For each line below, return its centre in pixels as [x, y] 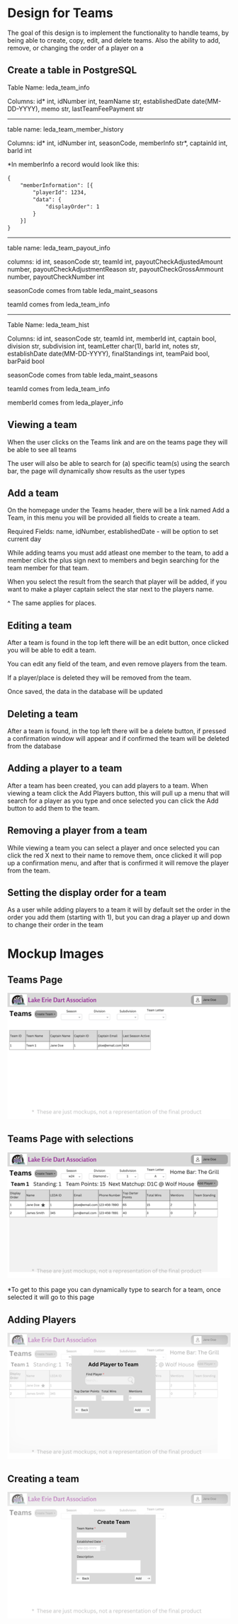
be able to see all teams [42, 449]
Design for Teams [60, 13]
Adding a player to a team [65, 768]
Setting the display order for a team [87, 893]
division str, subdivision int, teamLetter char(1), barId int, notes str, [104, 346]
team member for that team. [48, 568]
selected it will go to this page [51, 1297]
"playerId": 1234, [60, 192]
